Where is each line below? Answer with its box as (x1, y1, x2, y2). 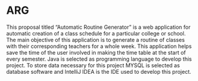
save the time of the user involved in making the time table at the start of (6, 49, 186, 56)
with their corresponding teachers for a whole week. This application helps (6, 43, 192, 50)
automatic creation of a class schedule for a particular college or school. (6, 29, 186, 37)
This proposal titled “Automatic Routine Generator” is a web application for (6, 23, 191, 31)
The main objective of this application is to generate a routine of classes (6, 36, 185, 43)
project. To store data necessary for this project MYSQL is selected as (6, 61, 181, 69)
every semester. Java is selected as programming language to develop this (6, 55, 192, 62)
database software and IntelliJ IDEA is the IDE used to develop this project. (6, 68, 191, 75)
